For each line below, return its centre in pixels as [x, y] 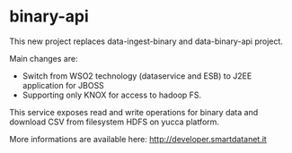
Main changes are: [44, 58]
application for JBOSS [63, 85]
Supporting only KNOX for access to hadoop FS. [112, 95]
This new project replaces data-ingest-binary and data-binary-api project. [146, 41]
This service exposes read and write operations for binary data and [134, 112]
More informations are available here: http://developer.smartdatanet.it [138, 139]
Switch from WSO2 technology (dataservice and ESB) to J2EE [137, 76]
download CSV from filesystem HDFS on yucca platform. [115, 122]
